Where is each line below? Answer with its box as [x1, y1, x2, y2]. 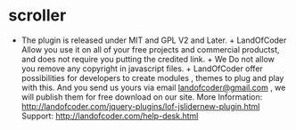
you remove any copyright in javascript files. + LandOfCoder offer [21, 63, 264, 74]
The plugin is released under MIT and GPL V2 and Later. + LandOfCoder [21, 35, 287, 45]
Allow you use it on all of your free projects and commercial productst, [21, 44, 280, 54]
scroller [8, 5, 67, 26]
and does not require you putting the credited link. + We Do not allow [21, 53, 275, 64]
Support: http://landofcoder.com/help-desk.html [21, 110, 199, 121]
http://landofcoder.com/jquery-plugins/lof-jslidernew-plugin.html [21, 101, 260, 111]
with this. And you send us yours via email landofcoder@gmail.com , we [21, 82, 286, 93]
